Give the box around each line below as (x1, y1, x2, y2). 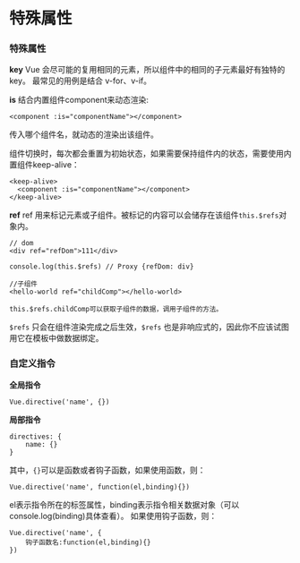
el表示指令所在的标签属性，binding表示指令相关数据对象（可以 (9, 499, 240, 510)
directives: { (9, 431, 63, 441)
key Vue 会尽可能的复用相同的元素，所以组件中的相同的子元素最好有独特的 (9, 64, 286, 75)
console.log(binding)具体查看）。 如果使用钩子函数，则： (9, 510, 218, 521)
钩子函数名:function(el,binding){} (25, 538, 151, 547)
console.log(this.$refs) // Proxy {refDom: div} (9, 262, 194, 271)
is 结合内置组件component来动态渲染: (9, 95, 150, 106)
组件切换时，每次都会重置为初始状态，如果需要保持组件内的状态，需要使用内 (9, 149, 292, 159)
